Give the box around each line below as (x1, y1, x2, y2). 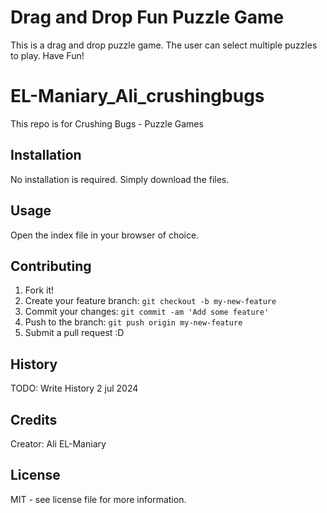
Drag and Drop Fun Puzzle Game (10, 6, 285, 29)
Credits (10, 411, 58, 428)
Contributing (10, 257, 92, 275)
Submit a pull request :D (24, 327, 125, 339)
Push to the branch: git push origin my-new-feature (24, 316, 243, 328)
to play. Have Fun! (10, 49, 85, 61)
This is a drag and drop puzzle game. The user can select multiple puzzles (10, 39, 318, 51)
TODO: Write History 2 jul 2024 (10, 382, 139, 395)
